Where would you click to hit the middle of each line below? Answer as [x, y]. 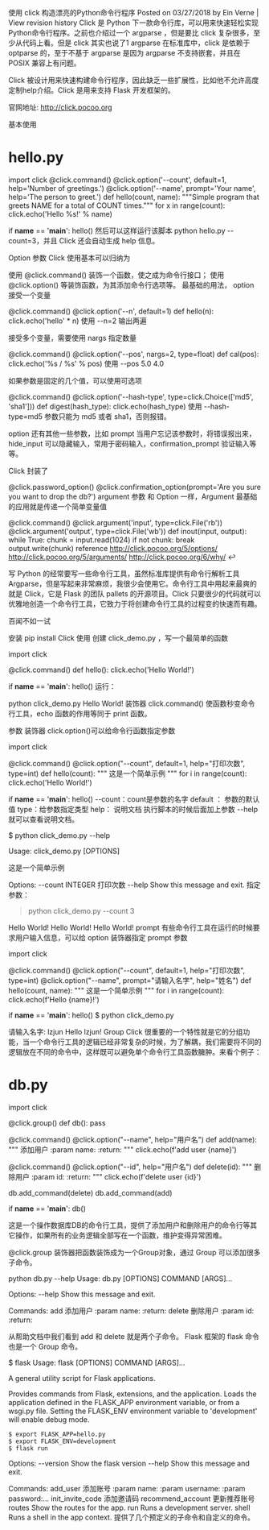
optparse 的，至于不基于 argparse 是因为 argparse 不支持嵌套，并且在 [124, 53]
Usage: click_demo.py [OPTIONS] [64, 851]
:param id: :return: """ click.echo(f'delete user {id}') [116, 1176]
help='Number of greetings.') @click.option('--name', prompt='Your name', [132, 188]
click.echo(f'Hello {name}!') [54, 999]
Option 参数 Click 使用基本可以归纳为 [69, 258]
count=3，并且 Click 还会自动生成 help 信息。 [84, 240]
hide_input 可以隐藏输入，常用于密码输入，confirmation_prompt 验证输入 [129, 443]
